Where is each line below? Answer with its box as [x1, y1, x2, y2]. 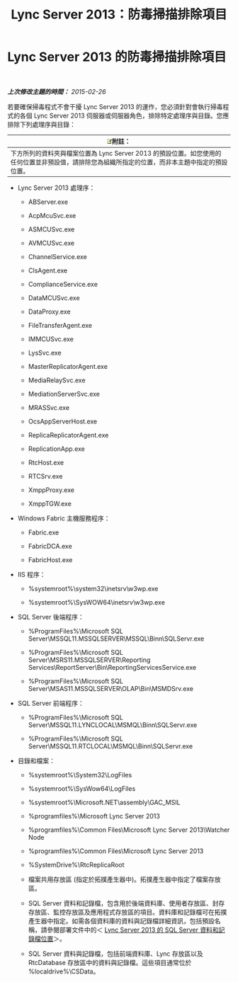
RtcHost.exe [28, 458, 64, 467]
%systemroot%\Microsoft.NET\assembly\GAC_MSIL [28, 798, 181, 807]
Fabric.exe [28, 528, 59, 537]
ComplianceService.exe [28, 280, 98, 289]
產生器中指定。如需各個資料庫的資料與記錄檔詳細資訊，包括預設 [28, 917, 215, 925]
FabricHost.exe [28, 556, 73, 564]
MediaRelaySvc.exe [28, 376, 86, 384]
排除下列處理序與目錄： [7, 120, 76, 128]
